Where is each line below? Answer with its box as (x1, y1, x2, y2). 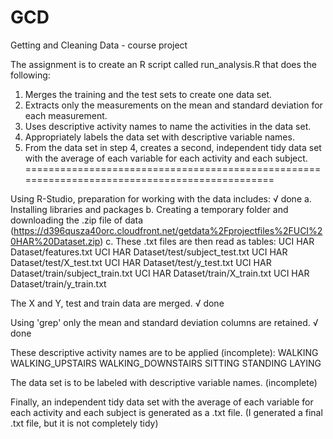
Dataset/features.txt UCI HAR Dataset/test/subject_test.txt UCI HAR (10, 246, 288, 258)
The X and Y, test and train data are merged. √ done (10, 297, 225, 309)
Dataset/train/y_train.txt (10, 277, 107, 290)
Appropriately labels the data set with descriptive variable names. (24, 131, 295, 143)
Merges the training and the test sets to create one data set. (24, 88, 272, 100)
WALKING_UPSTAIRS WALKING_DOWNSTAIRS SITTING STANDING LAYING (10, 357, 322, 369)
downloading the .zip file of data (10, 214, 144, 226)
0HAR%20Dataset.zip (10, 235, 101, 247)
